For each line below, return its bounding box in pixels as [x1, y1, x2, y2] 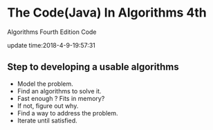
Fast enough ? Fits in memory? [17, 94, 105, 102]
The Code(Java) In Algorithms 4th [7, 5, 207, 21]
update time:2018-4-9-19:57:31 [7, 41, 95, 49]
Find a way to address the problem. [17, 109, 119, 117]
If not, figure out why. [17, 102, 79, 110]
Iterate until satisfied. [17, 116, 77, 124]
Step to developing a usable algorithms [7, 61, 179, 73]
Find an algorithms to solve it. [17, 86, 102, 95]
